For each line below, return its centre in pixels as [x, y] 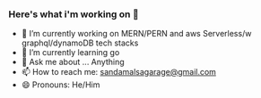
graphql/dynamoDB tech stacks [80, 43]
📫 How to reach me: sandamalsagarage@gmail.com [119, 72]
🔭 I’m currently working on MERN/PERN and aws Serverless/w [136, 34]
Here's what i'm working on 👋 [74, 14]
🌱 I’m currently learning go [70, 53]
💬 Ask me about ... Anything [73, 62]
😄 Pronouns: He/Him [61, 85]
